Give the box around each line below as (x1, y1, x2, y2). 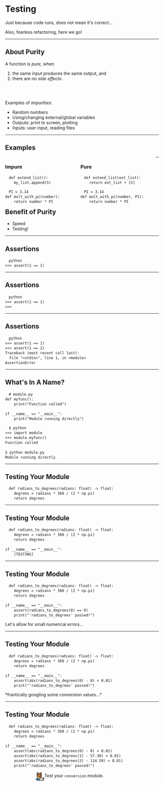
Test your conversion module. (44, 773, 104, 779)
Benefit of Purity (5, 208, 56, 216)
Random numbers (12, 109, 48, 115)
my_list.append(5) (14, 180, 51, 185)
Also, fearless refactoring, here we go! (5, 29, 82, 35)
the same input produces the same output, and (12, 70, 106, 76)
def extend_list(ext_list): (83, 175, 141, 180)
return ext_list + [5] (89, 180, 135, 185)
